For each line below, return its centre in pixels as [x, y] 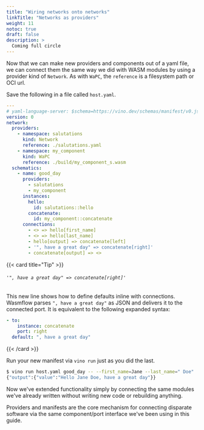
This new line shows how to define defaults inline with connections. [91, 296]
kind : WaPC [36, 157]
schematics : [27, 168]
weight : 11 [20, 23]
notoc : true [21, 29]
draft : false [23, 35]
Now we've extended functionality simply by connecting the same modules [100, 389]
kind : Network [40, 140]
